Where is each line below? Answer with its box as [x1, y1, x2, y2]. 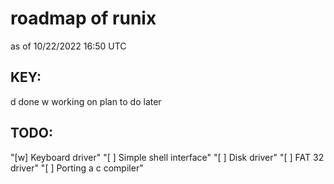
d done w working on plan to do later [10, 95, 162, 107]
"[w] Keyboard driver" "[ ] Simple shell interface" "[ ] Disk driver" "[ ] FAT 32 [10, 151, 325, 163]
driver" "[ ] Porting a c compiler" [10, 162, 144, 174]
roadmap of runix [10, 7, 157, 30]
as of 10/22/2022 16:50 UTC [10, 40, 127, 52]
